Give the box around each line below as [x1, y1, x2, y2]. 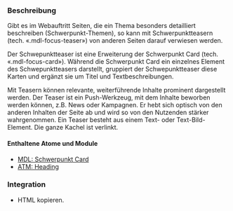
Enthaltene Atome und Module [7, 139, 98, 147]
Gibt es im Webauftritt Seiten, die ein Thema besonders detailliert [7, 22, 197, 30]
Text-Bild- [176, 116, 206, 124]
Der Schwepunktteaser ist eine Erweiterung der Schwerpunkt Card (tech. [7, 50, 219, 58]
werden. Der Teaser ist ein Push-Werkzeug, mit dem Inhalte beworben [7, 93, 211, 102]
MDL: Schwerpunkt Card [17, 155, 89, 163]
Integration [7, 179, 46, 189]
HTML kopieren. [17, 196, 65, 204]
